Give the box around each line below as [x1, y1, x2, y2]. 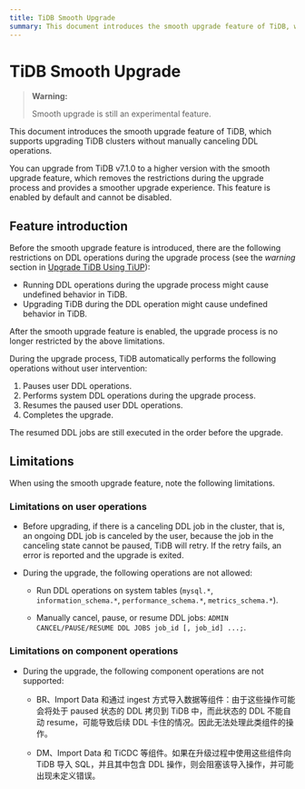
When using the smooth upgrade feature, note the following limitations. [9, 478, 275, 489]
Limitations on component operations [9, 644, 179, 657]
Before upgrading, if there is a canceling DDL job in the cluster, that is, [22, 521, 285, 532]
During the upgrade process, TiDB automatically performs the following [9, 354, 277, 365]
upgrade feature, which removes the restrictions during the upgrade [9, 173, 264, 184]
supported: [22, 674, 64, 686]
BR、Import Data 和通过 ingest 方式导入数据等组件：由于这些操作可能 [35, 694, 296, 704]
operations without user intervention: [9, 363, 148, 374]
